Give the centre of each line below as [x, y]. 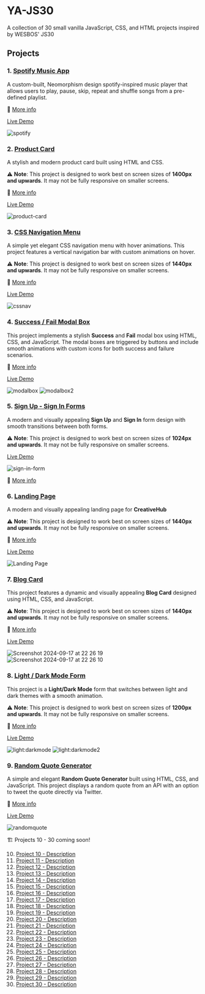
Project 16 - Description [46, 893]
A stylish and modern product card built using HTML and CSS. [85, 162]
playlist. [38, 97]
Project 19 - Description [46, 912]
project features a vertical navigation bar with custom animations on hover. [101, 252]
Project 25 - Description [46, 952]
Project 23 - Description [46, 939]
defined [17, 97]
